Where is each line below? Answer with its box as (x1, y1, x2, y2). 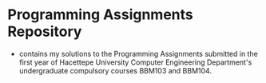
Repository (7, 22, 82, 41)
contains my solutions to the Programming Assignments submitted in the (18, 49, 259, 58)
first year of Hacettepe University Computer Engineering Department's (18, 57, 252, 67)
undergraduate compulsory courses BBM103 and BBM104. (18, 65, 212, 75)
